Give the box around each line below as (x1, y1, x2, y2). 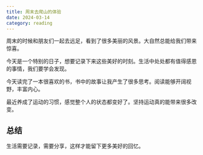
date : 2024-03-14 (6, 14, 50, 21)
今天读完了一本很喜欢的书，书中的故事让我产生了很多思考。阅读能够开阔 (6, 78, 186, 85)
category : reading (6, 20, 53, 26)
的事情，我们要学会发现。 (6, 65, 70, 72)
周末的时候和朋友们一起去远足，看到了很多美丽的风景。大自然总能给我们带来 (6, 37, 197, 45)
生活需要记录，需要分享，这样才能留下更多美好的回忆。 (6, 142, 144, 150)
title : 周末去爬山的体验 (6, 8, 62, 15)
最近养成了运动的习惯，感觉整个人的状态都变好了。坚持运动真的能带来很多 (6, 98, 192, 106)
